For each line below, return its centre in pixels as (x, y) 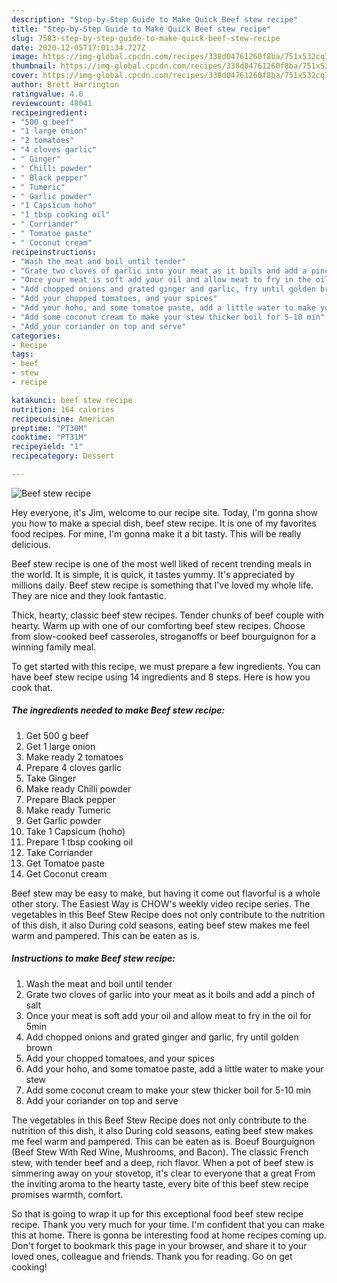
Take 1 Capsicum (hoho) (75, 831)
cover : (25, 76)
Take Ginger (51, 778)
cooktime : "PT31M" (49, 437)
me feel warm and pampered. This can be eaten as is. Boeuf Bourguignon (163, 1141)
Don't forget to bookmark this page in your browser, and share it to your (159, 1245)
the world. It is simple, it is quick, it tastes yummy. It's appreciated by (153, 574)
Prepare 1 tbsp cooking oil (79, 842)
